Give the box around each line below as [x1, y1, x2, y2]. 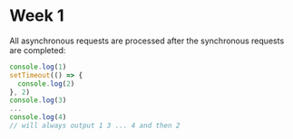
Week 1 [9, 5, 64, 26]
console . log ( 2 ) [17, 79, 75, 88]
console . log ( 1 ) [9, 62, 67, 71]
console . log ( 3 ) [9, 96, 67, 105]
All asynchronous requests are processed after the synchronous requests [9, 35, 285, 46]
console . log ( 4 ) [9, 113, 67, 122]
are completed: [9, 44, 66, 55]
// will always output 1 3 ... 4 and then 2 [9, 121, 181, 131]
